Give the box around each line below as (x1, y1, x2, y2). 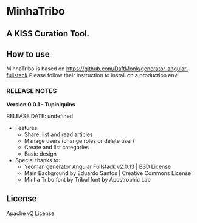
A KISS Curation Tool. (6, 29, 90, 39)
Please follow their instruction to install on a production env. (29, 72, 179, 79)
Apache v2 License (6, 210, 55, 217)
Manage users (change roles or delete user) (24, 137, 135, 144)
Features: (15, 124, 40, 131)
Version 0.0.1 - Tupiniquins (6, 100, 75, 108)
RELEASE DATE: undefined (6, 112, 74, 120)
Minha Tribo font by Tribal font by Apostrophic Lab (24, 176, 151, 183)
